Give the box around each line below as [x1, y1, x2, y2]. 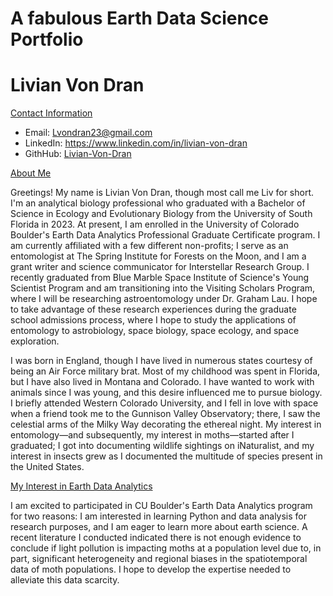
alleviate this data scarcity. [10, 574, 120, 586]
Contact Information [10, 107, 93, 119]
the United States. [10, 461, 85, 473]
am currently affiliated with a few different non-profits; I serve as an [10, 240, 289, 252]
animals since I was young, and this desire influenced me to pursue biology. [10, 387, 323, 399]
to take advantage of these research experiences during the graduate [10, 303, 297, 316]
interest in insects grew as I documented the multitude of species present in [10, 450, 323, 462]
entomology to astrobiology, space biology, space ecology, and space [10, 325, 300, 337]
